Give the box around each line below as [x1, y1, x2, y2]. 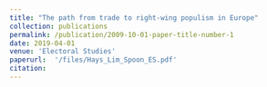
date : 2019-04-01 [9, 38, 76, 48]
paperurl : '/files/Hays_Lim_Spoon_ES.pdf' [9, 55, 178, 64]
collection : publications [9, 22, 108, 31]
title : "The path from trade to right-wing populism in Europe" [9, 13, 259, 23]
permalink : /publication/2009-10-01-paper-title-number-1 [9, 30, 234, 39]
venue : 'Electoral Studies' [9, 47, 117, 56]
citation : [9, 64, 47, 73]
